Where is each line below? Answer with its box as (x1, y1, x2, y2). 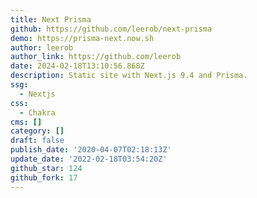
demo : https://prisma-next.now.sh (10, 33, 155, 43)
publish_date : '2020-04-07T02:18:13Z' (10, 145, 172, 155)
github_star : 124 (10, 163, 83, 173)
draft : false (10, 136, 65, 146)
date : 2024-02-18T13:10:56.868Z (10, 61, 145, 71)
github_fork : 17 (10, 172, 78, 183)
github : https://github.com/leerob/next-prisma (10, 24, 213, 34)
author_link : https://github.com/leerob (10, 52, 182, 62)
